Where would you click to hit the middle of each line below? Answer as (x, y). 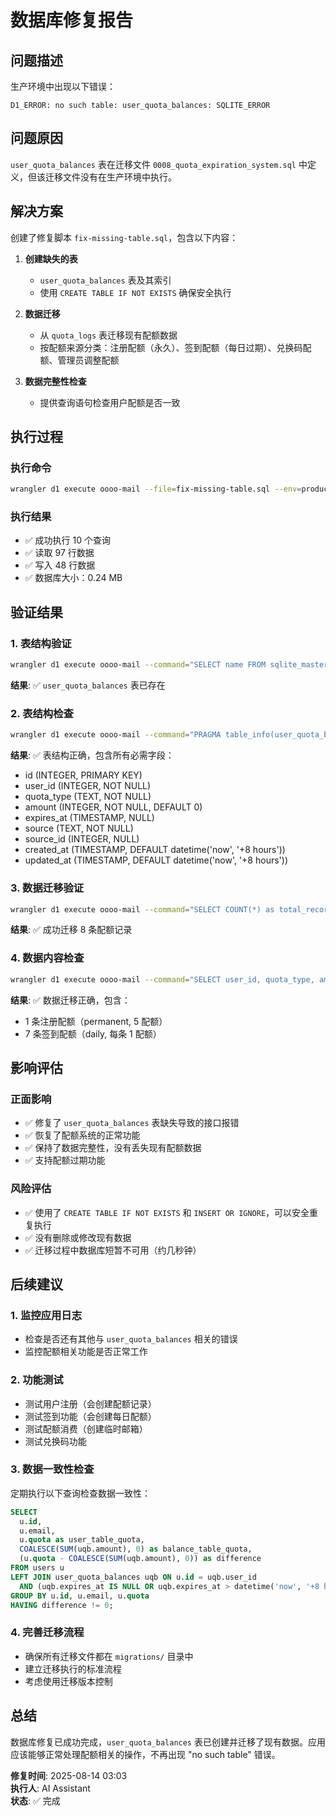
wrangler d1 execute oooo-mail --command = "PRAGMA (116, 735)
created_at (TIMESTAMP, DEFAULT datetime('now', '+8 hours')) (155, 850)
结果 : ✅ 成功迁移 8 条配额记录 (71, 930)
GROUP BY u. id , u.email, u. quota (80, 1596)
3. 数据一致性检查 (52, 1469)
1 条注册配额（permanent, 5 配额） (96, 1021)
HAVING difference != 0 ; (62, 1605)
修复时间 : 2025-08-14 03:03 (69, 1775)
